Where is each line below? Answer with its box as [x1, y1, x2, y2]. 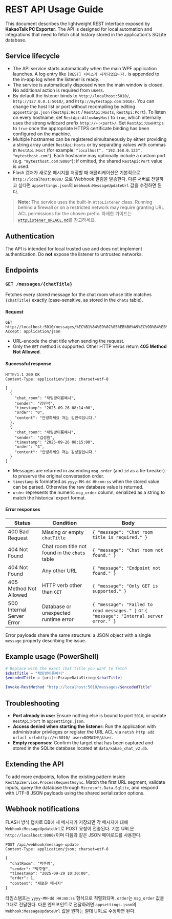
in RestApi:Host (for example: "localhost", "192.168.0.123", [12, 147, 143, 153]
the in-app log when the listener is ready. [12, 76, 100, 82]
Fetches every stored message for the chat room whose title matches [5, 291, 152, 298]
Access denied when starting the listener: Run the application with [12, 723, 156, 729]
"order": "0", [14, 410, 45, 415]
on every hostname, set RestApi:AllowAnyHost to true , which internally [12, 114, 162, 120]
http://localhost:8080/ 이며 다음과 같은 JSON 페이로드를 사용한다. [5, 831, 142, 838]
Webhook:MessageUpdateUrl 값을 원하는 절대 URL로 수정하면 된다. [5, 908, 136, 914]
